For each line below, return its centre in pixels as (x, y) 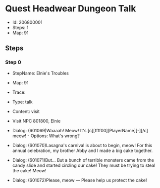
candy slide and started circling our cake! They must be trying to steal (84, 165)
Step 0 (13, 62)
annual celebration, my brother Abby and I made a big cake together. (82, 150)
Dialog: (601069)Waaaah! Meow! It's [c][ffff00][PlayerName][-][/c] (80, 130)
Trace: (19, 92)
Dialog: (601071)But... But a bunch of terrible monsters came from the (83, 160)
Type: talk (23, 102)
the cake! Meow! (29, 170)
